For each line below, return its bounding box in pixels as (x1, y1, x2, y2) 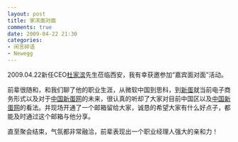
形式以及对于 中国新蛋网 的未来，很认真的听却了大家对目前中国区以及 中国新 (13, 94, 231, 103)
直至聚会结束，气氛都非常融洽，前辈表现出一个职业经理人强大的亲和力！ (7, 127, 218, 136)
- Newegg (7, 50, 33, 58)
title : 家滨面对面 (7, 17, 57, 24)
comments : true (7, 23, 52, 31)
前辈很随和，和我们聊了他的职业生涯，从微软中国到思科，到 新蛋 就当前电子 (7, 85, 225, 94)
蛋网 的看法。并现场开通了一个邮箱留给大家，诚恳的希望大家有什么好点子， (7, 103, 225, 111)
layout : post (7, 10, 46, 18)
